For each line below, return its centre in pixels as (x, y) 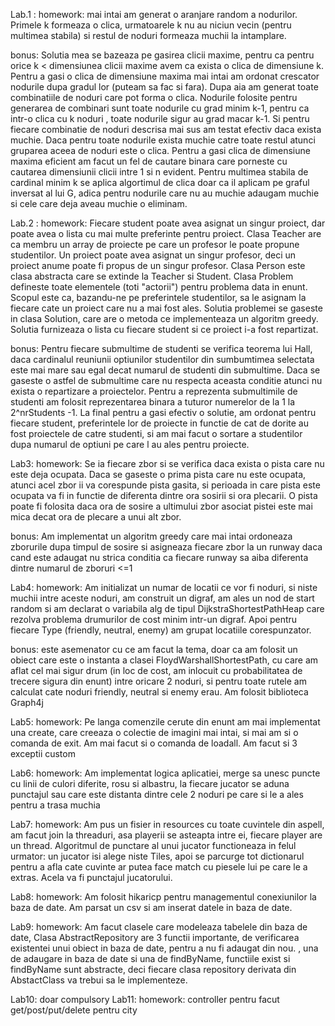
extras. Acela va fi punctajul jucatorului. (91, 877)
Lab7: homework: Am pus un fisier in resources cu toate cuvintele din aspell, (167, 824)
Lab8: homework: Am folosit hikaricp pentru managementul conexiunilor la (163, 897)
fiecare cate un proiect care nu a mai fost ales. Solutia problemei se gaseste (166, 308)
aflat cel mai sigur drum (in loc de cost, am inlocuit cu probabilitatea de (156, 670)
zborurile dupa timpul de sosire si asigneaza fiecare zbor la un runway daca (166, 547)
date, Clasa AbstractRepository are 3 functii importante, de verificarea (155, 937)
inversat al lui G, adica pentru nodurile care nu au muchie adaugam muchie (165, 193)
